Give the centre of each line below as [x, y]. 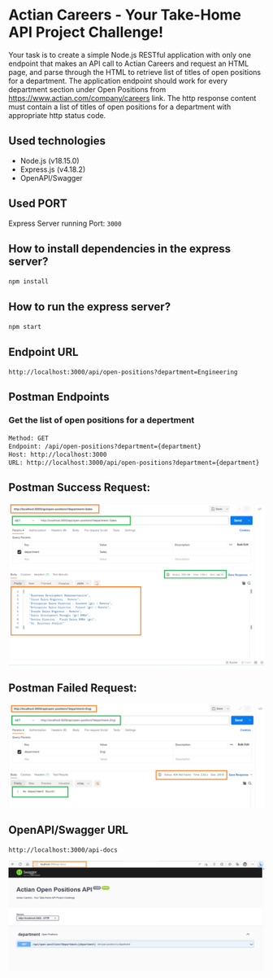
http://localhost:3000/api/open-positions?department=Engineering [123, 372]
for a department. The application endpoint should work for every [118, 81]
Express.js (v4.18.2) [53, 169]
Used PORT [38, 204]
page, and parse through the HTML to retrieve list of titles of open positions [135, 72]
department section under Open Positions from [87, 89]
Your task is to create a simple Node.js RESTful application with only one [130, 55]
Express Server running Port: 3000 [65, 223]
